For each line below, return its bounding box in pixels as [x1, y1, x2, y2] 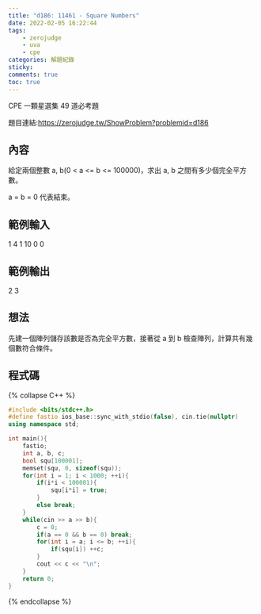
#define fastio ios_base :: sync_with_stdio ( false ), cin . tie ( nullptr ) [8, 413, 239, 421]
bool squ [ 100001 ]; [22, 457, 83, 465]
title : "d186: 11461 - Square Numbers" [8, 11, 140, 20]
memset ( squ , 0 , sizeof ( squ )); [22, 464, 123, 472]
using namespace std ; [8, 420, 80, 428]
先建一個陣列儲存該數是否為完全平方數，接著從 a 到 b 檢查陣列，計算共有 [8, 333, 247, 343]
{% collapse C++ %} [8, 390, 76, 400]
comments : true [8, 71, 59, 79]
